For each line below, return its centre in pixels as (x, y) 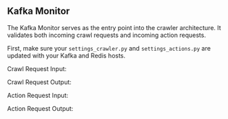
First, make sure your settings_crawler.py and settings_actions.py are (109, 48)
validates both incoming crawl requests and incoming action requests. (107, 35)
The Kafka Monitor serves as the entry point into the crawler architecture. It (114, 27)
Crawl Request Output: (40, 82)
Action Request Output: (40, 108)
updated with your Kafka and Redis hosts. (66, 55)
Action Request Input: (38, 95)
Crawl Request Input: (37, 68)
